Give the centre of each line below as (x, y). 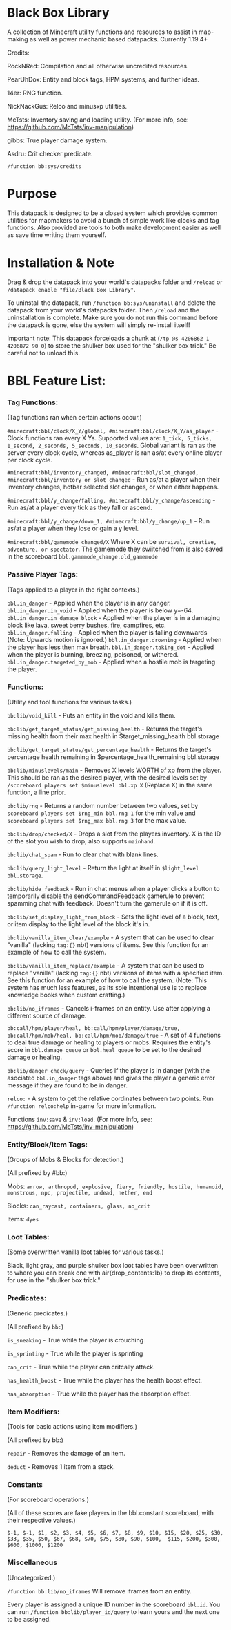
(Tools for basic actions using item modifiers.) (72, 1427)
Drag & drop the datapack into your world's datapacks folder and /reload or (115, 282)
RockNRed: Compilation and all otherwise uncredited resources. (98, 66)
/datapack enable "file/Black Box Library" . (71, 289)
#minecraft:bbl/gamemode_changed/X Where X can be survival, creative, (112, 542)
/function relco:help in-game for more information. (82, 1106)
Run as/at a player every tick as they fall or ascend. (80, 508)
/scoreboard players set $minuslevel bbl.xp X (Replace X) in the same (110, 785)
